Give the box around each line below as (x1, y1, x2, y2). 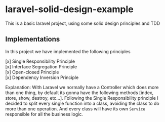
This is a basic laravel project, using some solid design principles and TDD (5, 20, 160, 26)
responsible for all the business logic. (5, 111, 84, 117)
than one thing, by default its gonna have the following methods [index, (5, 90, 154, 96)
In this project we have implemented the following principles (5, 48, 131, 54)
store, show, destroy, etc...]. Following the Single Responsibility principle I (5, 95, 158, 101)
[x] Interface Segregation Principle (5, 63, 77, 69)
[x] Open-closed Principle (5, 69, 59, 75)
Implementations (5, 35, 60, 44)
